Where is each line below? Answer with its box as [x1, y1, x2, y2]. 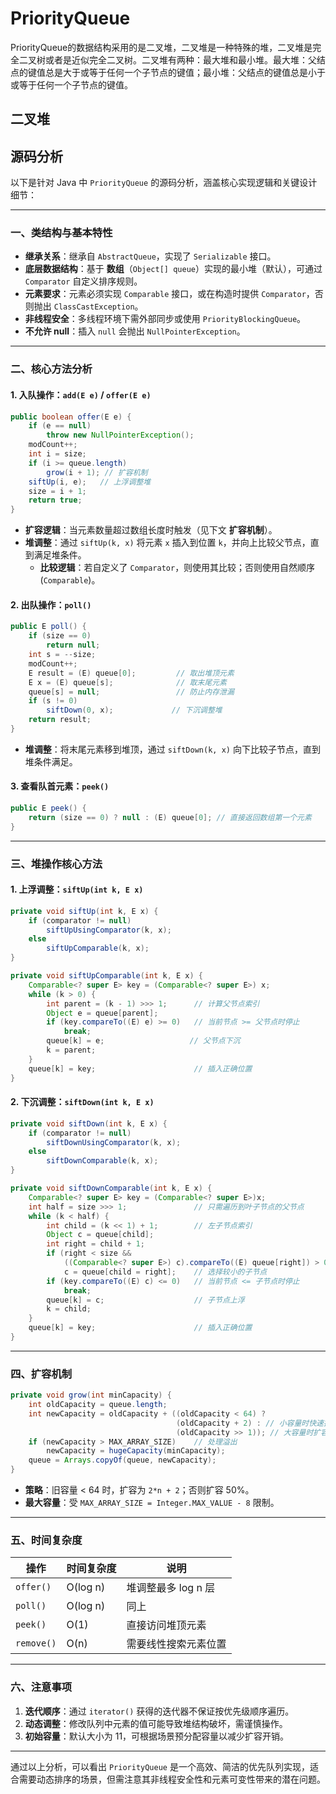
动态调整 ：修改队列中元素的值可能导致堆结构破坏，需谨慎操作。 [24, 1717, 288, 1729]
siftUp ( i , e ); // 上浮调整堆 [28, 477, 152, 487]
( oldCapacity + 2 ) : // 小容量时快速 [175, 1418, 324, 1428]
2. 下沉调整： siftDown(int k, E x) [10, 1096, 155, 1108]
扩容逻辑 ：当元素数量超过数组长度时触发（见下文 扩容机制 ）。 [24, 524, 278, 536]
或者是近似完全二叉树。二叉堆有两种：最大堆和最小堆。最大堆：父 [44, 53, 317, 66]
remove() [15, 1638, 57, 1649]
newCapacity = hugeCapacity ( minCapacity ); [46, 1446, 226, 1456]
